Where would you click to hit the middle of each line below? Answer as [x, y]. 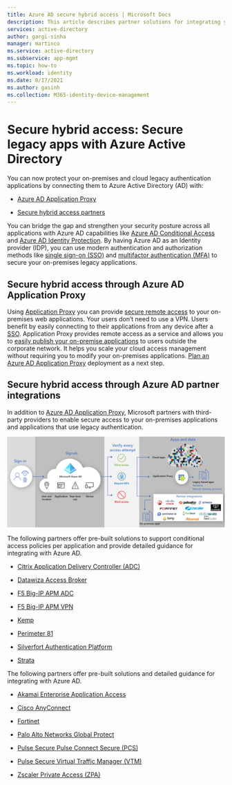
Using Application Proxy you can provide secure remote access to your [108, 312]
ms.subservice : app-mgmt [43, 59]
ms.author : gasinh [33, 87]
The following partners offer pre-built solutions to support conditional [106, 538]
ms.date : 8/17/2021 [35, 80]
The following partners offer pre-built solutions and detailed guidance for [111, 674]
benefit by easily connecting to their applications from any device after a [110, 326]
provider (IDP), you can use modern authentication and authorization [105, 248]
